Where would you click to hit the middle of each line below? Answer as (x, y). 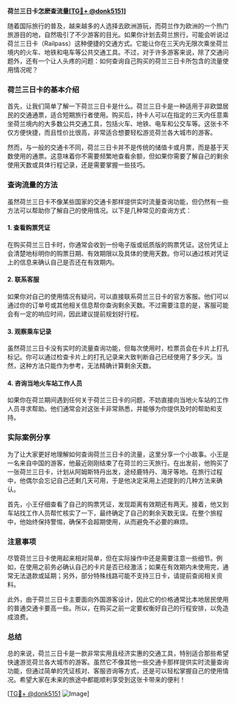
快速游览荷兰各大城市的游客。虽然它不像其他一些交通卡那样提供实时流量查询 (118, 662)
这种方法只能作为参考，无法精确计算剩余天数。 (87, 366)
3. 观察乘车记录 (29, 331)
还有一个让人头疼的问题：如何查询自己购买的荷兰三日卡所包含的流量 (124, 61)
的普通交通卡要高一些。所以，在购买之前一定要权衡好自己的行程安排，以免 (115, 608)
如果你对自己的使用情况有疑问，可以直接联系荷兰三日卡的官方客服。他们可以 (118, 296)
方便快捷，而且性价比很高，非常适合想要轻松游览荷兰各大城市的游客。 (114, 133)
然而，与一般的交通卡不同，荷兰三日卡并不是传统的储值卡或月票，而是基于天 (118, 147)
